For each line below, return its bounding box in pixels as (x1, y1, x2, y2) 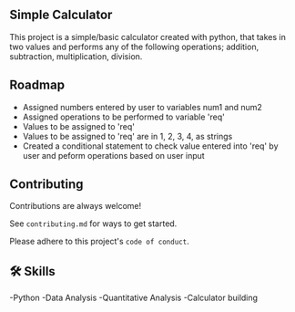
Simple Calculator (9, 7, 113, 23)
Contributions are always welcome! (9, 201, 142, 212)
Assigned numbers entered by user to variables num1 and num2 (22, 101, 262, 112)
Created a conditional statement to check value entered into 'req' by (22, 140, 280, 151)
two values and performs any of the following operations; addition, (9, 41, 259, 52)
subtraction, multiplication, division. (9, 50, 143, 62)
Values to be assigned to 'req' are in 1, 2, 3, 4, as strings (22, 130, 233, 141)
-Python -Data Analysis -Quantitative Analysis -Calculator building (9, 292, 258, 304)
